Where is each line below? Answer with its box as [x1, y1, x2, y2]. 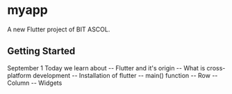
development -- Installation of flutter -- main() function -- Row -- [32, 71, 218, 79]
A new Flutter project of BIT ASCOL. [7, 25, 110, 33]
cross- [206, 63, 226, 72]
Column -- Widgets [7, 79, 63, 87]
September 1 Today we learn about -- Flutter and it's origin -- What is [7, 63, 206, 72]
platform [7, 71, 31, 79]
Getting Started [7, 45, 76, 57]
